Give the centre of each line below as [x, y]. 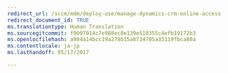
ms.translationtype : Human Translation [66, 26]
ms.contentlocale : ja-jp [43, 46]
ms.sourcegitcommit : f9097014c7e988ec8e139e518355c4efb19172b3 [102, 33]
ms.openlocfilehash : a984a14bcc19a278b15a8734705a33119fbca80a [102, 40]
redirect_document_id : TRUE [48, 20]
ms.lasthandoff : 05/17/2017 [48, 53]
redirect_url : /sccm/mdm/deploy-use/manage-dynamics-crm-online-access [114, 14]
